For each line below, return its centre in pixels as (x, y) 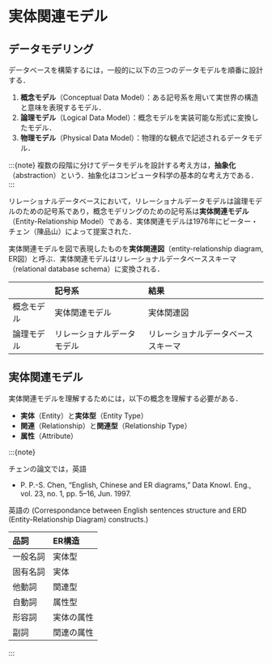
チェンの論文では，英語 (47, 468)
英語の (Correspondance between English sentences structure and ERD (127, 510)
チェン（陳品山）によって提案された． (72, 231)
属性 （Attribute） (49, 436)
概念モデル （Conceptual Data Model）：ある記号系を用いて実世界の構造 (139, 97)
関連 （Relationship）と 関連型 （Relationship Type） (106, 425)
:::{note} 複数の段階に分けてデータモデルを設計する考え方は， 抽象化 (122, 165)
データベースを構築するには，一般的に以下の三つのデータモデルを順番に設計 (136, 70)
